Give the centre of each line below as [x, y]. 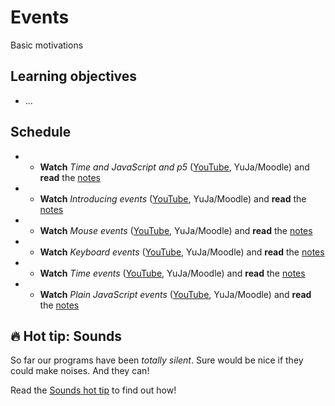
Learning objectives [74, 76]
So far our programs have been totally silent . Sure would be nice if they [157, 360]
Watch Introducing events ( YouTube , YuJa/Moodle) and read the [173, 198]
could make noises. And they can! [80, 371]
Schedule [41, 132]
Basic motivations [47, 45]
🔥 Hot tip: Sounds [66, 336]
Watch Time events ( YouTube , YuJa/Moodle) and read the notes [172, 273]
